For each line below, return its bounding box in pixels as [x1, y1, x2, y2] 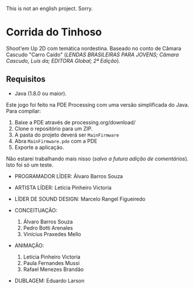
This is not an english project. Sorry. [6, 5, 93, 12]
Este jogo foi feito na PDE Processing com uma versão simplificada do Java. [6, 101, 189, 108]
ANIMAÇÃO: [14, 242, 44, 249]
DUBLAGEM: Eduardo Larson [14, 277, 85, 284]
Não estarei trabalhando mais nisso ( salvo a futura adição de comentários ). [6, 155, 189, 162]
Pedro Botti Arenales [23, 224, 73, 231]
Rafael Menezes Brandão [23, 266, 84, 273]
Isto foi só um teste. [6, 161, 54, 168]
